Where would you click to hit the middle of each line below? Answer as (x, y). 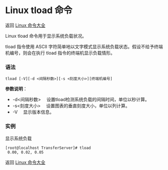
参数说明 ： (16, 89)
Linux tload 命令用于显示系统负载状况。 (46, 36)
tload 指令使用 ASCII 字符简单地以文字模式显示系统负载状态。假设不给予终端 (84, 46)
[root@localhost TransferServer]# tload (48, 148)
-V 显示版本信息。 (33, 112)
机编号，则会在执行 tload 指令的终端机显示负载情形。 (60, 53)
